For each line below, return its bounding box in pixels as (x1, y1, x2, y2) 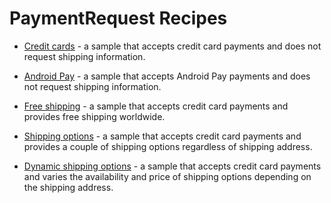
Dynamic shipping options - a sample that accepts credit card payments (23, 160, 322, 172)
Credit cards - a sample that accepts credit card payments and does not (23, 40, 322, 52)
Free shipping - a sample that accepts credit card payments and (23, 100, 289, 112)
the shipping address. (23, 181, 114, 193)
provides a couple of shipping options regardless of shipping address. (23, 140, 313, 152)
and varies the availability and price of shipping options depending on (23, 170, 312, 182)
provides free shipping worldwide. (23, 110, 166, 122)
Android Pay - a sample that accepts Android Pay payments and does (23, 70, 311, 82)
